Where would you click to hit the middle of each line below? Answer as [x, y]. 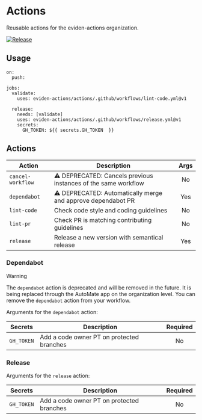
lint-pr [20, 224]
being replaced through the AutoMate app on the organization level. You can [101, 294]
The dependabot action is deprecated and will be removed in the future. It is [99, 288]
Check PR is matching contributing [103, 220]
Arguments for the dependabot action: [52, 312]
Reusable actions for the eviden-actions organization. [72, 28]
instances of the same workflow [99, 183]
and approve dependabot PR [94, 200]
